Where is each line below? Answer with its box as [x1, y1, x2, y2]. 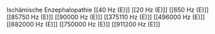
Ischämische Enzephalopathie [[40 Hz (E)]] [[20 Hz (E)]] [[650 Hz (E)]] [6, 6, 209, 14]
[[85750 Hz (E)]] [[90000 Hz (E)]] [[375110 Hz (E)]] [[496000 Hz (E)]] [6, 13, 205, 21]
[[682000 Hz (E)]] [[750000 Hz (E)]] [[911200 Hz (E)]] [6, 20, 161, 28]
